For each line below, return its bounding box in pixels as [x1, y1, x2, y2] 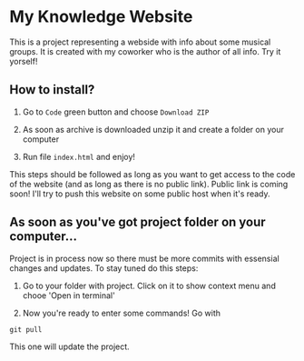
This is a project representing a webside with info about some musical [9, 36, 271, 47]
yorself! [9, 55, 38, 66]
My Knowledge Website [9, 6, 193, 27]
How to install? [9, 82, 95, 97]
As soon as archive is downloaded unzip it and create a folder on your [22, 124, 284, 135]
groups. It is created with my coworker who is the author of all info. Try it [9, 45, 281, 56]
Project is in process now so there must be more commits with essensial [9, 253, 279, 264]
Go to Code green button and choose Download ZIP [22, 106, 210, 117]
